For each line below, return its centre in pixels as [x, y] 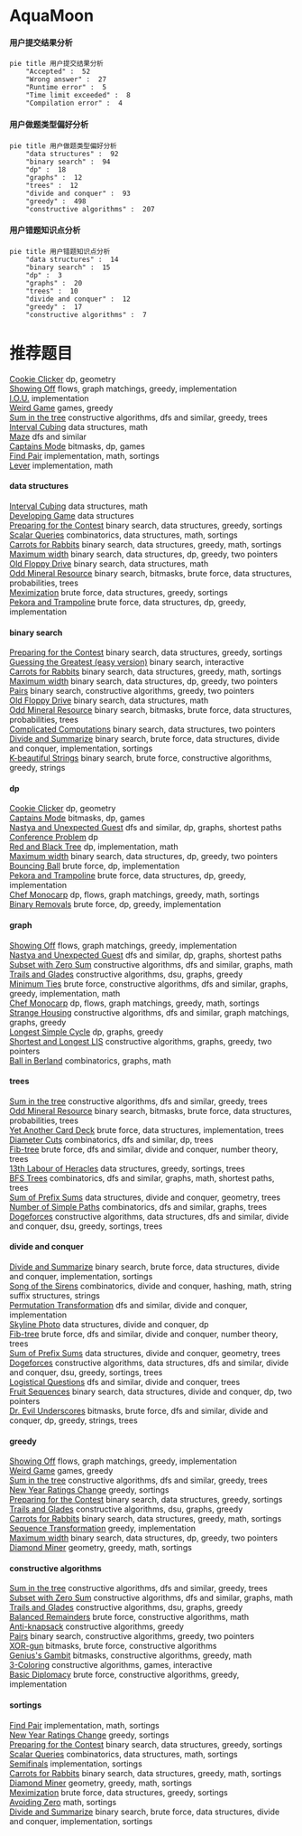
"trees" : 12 [52, 185]
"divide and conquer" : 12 [78, 299]
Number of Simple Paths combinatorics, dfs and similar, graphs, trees [138, 1206]
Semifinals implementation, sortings [76, 1764]
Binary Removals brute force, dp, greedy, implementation [115, 904]
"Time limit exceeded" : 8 [78, 96]
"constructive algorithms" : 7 [86, 314]
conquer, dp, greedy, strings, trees [73, 1420]
